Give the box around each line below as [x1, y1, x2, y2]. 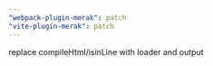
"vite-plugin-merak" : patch [8, 22, 115, 31]
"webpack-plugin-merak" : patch [8, 13, 127, 23]
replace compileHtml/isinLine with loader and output [8, 46, 204, 57]
